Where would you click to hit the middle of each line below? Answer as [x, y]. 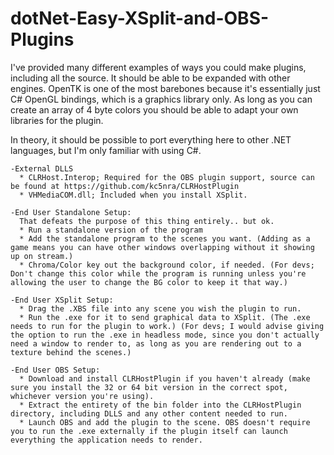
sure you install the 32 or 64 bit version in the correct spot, [149, 387]
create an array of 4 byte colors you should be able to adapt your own [154, 109]
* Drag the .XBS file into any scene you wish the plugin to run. [160, 308]
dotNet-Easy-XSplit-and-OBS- [140, 18]
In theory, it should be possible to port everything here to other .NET [151, 139]
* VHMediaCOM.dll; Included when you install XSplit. [133, 195]
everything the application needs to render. [106, 440]
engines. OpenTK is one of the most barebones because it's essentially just [165, 88]
